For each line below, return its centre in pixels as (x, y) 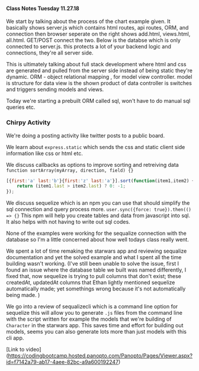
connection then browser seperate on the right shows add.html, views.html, (98, 34)
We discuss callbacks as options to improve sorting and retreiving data (92, 164)
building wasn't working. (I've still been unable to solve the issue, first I (93, 264)
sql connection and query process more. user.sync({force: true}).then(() (99, 209)
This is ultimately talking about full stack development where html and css (96, 64)
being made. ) (23, 295)
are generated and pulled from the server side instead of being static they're (99, 70)
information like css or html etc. (44, 153)
